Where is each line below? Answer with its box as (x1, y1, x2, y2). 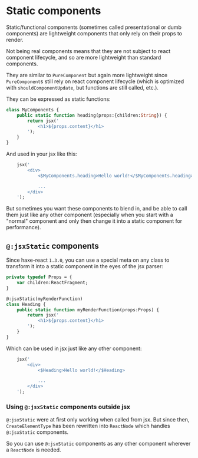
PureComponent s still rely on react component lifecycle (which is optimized (6, 78, 184, 85)
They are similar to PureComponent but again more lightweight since (6, 71, 168, 78)
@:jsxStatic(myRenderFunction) (6, 296, 83, 302)
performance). (6, 224, 41, 231)
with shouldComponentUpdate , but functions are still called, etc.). (6, 84, 159, 91)
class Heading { (6, 301, 46, 307)
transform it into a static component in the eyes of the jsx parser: (6, 263, 164, 270)
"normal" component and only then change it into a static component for (6, 218, 183, 225)
